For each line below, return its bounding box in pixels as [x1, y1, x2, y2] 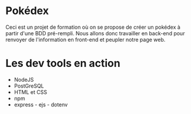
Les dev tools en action [5, 57, 121, 70]
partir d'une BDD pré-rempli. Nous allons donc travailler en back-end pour [5, 29, 185, 36]
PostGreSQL [14, 82, 45, 89]
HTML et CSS [14, 88, 48, 95]
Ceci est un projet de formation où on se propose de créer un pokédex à [5, 24, 180, 31]
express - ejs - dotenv [14, 101, 68, 108]
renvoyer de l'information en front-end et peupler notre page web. [5, 36, 166, 43]
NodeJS [14, 76, 34, 83]
